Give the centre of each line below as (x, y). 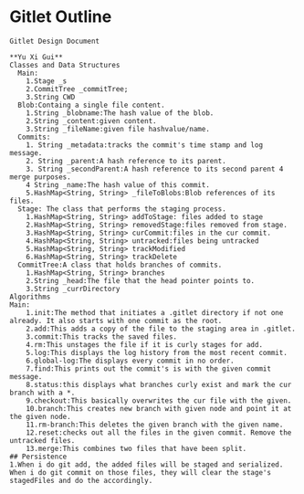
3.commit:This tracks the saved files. (102, 336)
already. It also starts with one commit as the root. (116, 321)
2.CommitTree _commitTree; (77, 89)
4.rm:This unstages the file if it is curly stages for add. (144, 344)
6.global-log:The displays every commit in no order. (130, 361)
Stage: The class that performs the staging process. (122, 209)
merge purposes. (40, 177)
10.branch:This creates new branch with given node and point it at (159, 408)
